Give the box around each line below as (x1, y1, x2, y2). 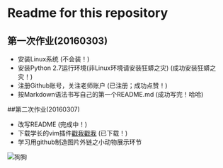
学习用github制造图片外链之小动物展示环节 (17, 138, 142, 146)
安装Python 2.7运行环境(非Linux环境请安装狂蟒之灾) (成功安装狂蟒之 (17, 64, 217, 72)
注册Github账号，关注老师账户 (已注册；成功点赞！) (17, 81, 168, 90)
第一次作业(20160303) (7, 35, 108, 47)
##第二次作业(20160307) (7, 105, 80, 114)
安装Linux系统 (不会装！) (17, 55, 90, 63)
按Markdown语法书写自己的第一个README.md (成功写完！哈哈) (17, 90, 204, 98)
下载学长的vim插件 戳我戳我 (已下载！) (17, 129, 128, 137)
